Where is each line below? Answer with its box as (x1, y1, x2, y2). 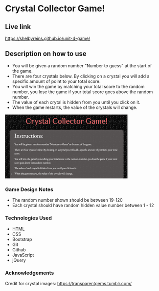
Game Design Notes (5, 186, 54, 193)
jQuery (12, 257, 26, 263)
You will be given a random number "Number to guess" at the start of (12, 62, 152, 69)
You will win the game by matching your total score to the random (12, 83, 145, 89)
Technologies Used (5, 214, 52, 221)
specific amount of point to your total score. (12, 78, 101, 84)
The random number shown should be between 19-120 (12, 197, 123, 203)
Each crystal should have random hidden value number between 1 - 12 (12, 202, 154, 209)
